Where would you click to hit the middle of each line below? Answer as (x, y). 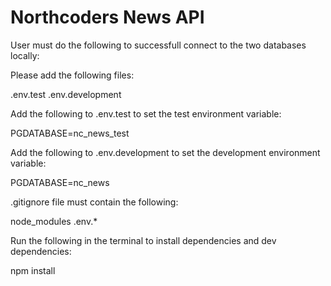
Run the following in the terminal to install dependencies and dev (143, 240)
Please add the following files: (72, 75)
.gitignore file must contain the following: (94, 202)
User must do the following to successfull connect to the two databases (158, 45)
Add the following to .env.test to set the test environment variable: (146, 113)
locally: (25, 55)
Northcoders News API (107, 17)
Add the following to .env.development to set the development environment (165, 152)
